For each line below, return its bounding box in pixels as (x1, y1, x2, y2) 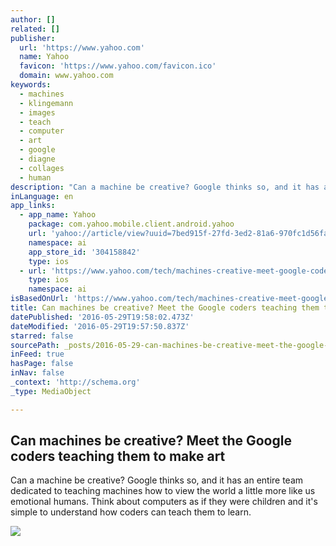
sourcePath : (10, 340, 60, 350)
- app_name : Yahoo (19, 210, 97, 220)
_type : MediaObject (10, 386, 92, 396)
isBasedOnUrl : (10, 294, 70, 304)
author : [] (10, 14, 56, 25)
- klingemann (19, 98, 74, 108)
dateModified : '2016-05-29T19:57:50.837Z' (10, 321, 190, 331)
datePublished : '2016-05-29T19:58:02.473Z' (10, 312, 195, 322)
